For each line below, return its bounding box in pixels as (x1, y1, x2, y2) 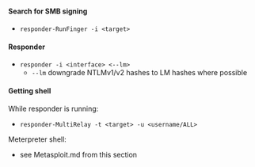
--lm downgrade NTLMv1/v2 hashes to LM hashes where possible (31, 68, 248, 78)
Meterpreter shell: (8, 135, 67, 144)
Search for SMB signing (8, 6, 88, 16)
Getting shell (8, 86, 51, 95)
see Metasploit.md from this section (19, 150, 137, 159)
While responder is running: (8, 104, 99, 113)
